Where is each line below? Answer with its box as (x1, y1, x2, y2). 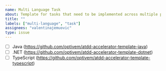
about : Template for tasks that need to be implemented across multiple (5, 12, 158, 17)
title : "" (5, 16, 26, 21)
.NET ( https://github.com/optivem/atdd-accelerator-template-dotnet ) (12, 49, 153, 55)
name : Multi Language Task (5, 7, 61, 12)
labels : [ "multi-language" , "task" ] (5, 21, 81, 26)
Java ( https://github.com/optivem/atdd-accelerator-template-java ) (12, 44, 148, 49)
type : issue (5, 30, 30, 35)
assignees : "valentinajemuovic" (5, 26, 72, 31)
